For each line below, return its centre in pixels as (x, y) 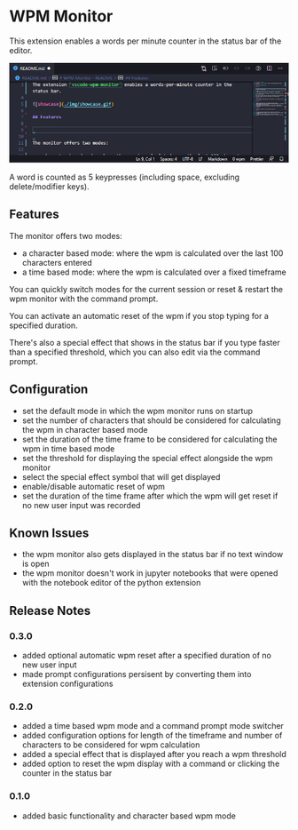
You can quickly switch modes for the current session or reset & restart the (146, 289)
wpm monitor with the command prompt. (84, 299)
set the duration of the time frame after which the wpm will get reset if (150, 496)
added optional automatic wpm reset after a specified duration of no (147, 656)
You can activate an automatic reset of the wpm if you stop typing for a (139, 315)
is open (35, 564)
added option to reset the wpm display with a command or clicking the (151, 764)
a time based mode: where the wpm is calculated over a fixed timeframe (154, 272)
